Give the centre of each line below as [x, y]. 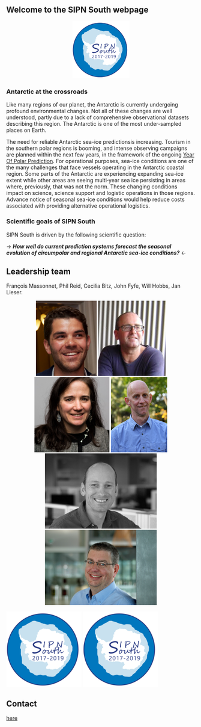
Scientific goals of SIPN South [51, 221]
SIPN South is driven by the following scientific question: [76, 235]
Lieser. [14, 292]
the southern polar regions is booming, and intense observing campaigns [97, 148]
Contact [22, 704]
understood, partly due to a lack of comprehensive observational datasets [97, 117]
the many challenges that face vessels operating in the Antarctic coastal [95, 167]
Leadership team [38, 271]
